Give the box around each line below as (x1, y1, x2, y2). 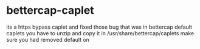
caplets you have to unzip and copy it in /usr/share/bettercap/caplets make (6, 29, 195, 36)
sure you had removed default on (6, 36, 90, 43)
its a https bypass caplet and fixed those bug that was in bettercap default (6, 23, 193, 30)
